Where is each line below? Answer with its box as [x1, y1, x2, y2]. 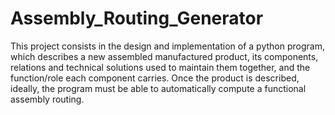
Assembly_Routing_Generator [10, 7, 264, 30]
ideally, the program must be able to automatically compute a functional [10, 82, 307, 94]
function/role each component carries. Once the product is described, [10, 72, 300, 84]
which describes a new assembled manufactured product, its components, [10, 50, 319, 62]
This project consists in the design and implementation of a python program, [10, 40, 325, 52]
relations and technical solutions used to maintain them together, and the [10, 61, 311, 73]
